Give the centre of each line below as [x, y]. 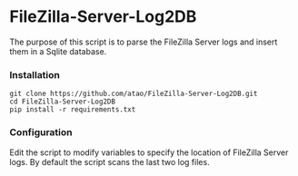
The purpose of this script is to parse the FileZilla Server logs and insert [144, 42]
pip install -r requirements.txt [73, 110]
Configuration [41, 132]
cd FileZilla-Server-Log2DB [63, 102]
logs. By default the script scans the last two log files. [110, 161]
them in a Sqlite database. [58, 51]
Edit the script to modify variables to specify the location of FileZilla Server [149, 152]
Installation [35, 74]
